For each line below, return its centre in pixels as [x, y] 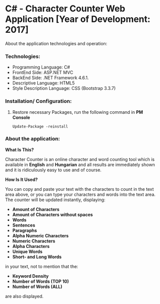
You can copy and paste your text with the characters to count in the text [80, 189]
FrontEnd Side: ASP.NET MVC [43, 73]
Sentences [24, 225]
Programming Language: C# [41, 67]
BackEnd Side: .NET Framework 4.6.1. [51, 78]
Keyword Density [30, 276]
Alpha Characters [31, 246]
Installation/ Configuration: [38, 101]
